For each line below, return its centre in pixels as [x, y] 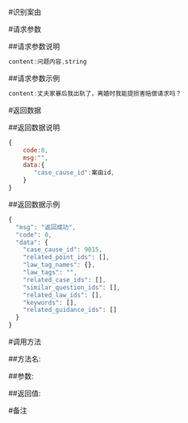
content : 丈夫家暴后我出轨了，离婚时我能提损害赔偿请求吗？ [95, 93]
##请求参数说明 [34, 46]
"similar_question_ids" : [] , [72, 287]
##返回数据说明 [34, 127]
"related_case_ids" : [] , [65, 280]
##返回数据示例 [34, 204]
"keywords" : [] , [50, 302]
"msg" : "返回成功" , [46, 227]
